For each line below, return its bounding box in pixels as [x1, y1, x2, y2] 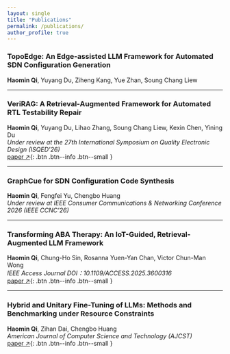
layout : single [7, 10, 51, 17]
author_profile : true [7, 29, 69, 36]
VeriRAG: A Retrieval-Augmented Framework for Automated [7, 99, 212, 109]
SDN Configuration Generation [7, 60, 111, 70]
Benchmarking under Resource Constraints [7, 309, 155, 318]
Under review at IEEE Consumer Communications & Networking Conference [7, 199, 222, 207]
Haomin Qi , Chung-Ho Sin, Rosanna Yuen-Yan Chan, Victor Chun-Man [7, 254, 207, 262]
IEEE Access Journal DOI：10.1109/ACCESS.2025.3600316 [7, 269, 172, 277]
